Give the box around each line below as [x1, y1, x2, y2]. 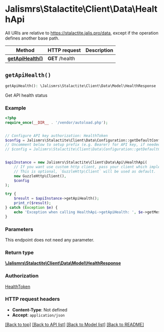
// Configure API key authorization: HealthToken [5, 133, 108, 138]
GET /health [47, 55, 75, 62]
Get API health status [5, 92, 48, 98]
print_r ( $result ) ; [14, 200, 51, 206]
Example [5, 104, 26, 111]
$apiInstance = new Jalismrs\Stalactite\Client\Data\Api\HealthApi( [5, 160, 147, 165]
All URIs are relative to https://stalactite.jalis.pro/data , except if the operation [5, 30, 159, 36]
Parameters [5, 226, 33, 233]
